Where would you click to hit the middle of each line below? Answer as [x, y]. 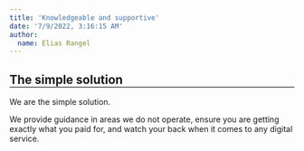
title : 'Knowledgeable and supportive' [85, 18]
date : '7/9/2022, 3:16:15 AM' [66, 26]
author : [24, 34]
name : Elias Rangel [54, 43]
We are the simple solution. [60, 102]
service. [24, 139]
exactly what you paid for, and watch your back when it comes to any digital [151, 129]
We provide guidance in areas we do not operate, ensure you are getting [144, 119]
